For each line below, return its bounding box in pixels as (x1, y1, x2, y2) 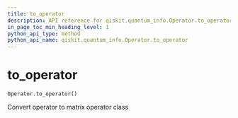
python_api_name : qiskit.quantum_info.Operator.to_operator (7, 37, 189, 44)
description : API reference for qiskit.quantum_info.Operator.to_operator (7, 17, 233, 24)
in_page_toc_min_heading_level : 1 (7, 23, 110, 30)
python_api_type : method (7, 30, 81, 37)
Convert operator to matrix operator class (7, 103, 129, 112)
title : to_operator (7, 10, 65, 18)
